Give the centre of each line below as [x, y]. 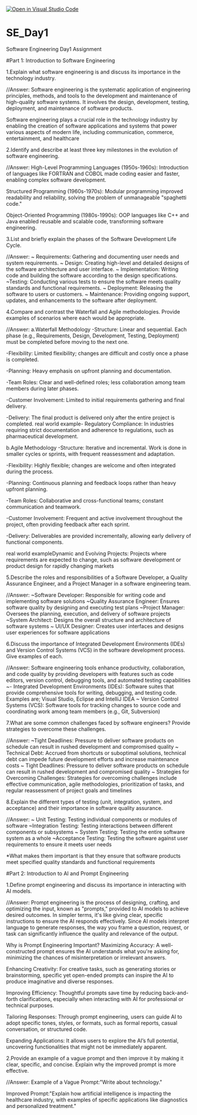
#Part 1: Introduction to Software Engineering [61, 60]
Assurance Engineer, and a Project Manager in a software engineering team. [98, 583]
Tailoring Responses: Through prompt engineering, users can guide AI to [94, 1016]
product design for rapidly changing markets [60, 566]
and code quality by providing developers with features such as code [90, 674]
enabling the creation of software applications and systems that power [92, 126]
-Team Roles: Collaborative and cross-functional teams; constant [85, 500]
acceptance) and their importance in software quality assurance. [84, 808]
